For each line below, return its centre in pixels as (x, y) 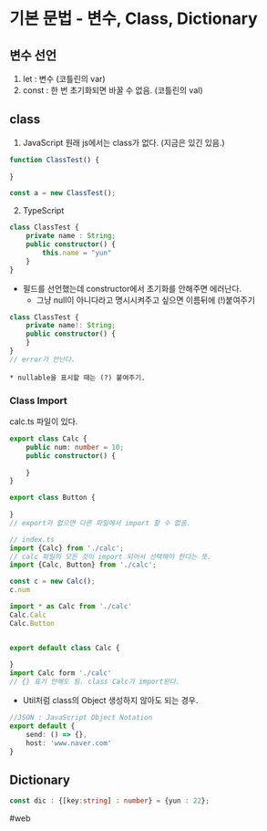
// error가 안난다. (42, 359)
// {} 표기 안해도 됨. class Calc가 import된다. (95, 682)
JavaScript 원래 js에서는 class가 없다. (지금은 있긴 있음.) (123, 142)
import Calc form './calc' (61, 673)
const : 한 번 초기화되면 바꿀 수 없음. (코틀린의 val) (113, 90)
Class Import (39, 400)
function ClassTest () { (55, 160)
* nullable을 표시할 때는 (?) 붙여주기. (77, 378)
